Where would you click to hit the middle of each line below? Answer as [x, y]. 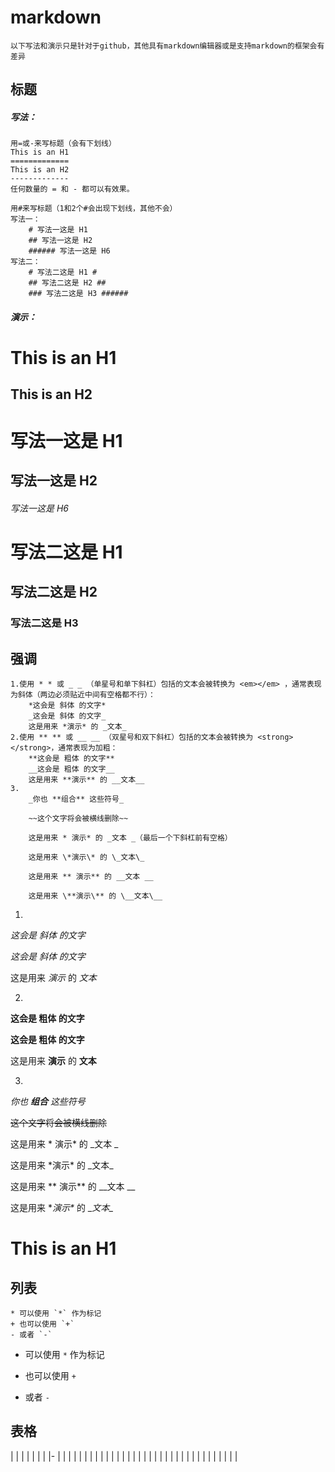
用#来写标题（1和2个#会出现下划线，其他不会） [94, 209]
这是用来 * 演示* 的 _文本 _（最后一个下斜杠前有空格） [130, 837]
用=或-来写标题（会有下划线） [63, 144]
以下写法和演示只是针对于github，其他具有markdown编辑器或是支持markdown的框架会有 [167, 46]
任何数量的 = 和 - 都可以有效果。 [72, 189]
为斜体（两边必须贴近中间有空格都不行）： [83, 694]
